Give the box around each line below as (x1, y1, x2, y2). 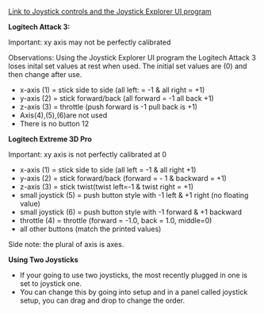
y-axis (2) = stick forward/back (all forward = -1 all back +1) (19, 94, 214, 102)
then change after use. (8, 70, 82, 79)
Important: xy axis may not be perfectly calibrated (8, 37, 171, 47)
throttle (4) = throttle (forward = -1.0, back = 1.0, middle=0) (19, 216, 212, 225)
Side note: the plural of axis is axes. (8, 240, 124, 249)
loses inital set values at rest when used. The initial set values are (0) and (8, 61, 247, 71)
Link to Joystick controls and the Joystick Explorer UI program (8, 7, 212, 16)
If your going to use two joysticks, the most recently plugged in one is (19, 270, 248, 280)
